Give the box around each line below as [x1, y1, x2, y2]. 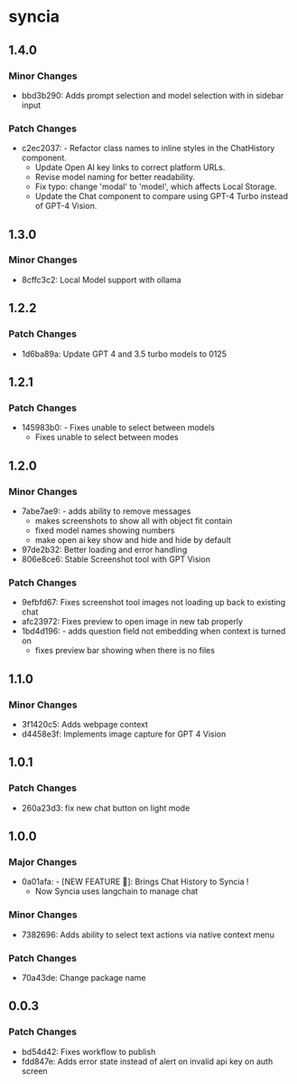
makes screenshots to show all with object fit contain [34, 515, 233, 526]
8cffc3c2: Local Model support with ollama [21, 274, 181, 285]
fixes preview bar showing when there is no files [34, 645, 216, 656]
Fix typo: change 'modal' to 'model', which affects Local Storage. [34, 181, 277, 192]
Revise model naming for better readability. [34, 172, 196, 183]
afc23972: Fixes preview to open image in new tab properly [21, 616, 244, 627]
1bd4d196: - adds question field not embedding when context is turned [21, 626, 286, 637]
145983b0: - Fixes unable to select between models [21, 423, 216, 433]
